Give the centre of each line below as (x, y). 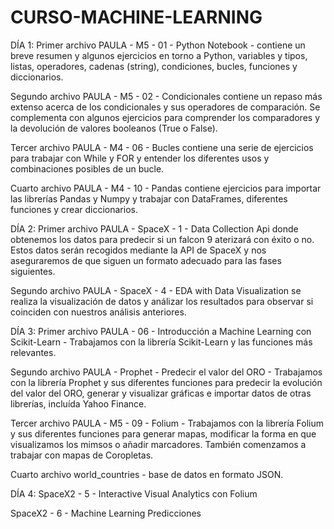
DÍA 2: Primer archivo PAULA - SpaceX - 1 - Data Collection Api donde (154, 228)
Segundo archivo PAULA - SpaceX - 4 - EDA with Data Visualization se (156, 290)
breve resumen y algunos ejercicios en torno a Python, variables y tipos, (159, 55)
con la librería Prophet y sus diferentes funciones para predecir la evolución (166, 382)
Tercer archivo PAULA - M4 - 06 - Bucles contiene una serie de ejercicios (162, 147)
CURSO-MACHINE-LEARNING (136, 17)
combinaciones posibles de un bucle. (87, 168)
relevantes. (33, 352)
